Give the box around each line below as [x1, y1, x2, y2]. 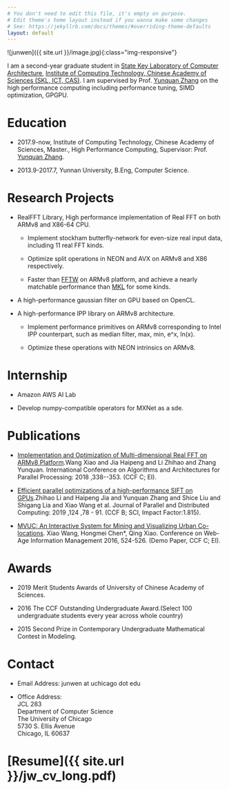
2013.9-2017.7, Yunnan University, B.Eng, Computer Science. [17, 166, 190, 175]
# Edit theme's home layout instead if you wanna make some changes [7, 17, 208, 23]
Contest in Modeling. [17, 632, 77, 640]
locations [17, 529, 43, 537]
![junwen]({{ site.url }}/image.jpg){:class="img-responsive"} [7, 48, 177, 57]
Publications [7, 428, 81, 444]
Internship [7, 367, 68, 383]
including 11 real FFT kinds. [27, 241, 105, 249]
